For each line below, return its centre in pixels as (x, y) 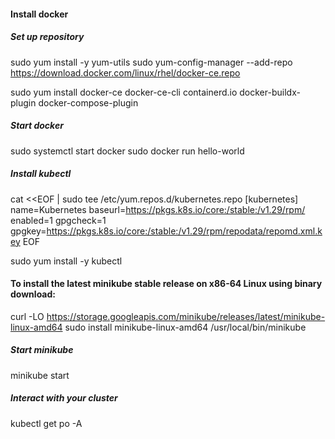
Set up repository (47, 37)
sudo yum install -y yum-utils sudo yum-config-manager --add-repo (151, 62)
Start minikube (42, 350)
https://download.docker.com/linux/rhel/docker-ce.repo (125, 72)
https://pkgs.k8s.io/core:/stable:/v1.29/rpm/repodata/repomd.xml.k (184, 231)
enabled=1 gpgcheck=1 (58, 220)
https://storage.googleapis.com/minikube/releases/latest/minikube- (186, 316)
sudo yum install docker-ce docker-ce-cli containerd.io (124, 92)
